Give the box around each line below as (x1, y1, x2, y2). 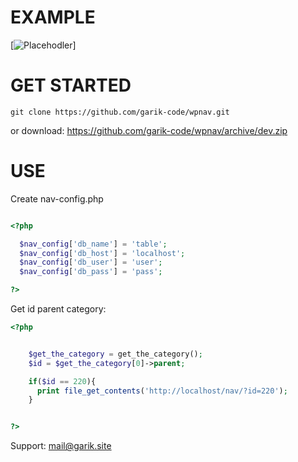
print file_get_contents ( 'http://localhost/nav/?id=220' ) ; (36, 386, 288, 396)
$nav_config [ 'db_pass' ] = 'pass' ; (19, 267, 163, 277)
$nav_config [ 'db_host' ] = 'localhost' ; (19, 248, 186, 258)
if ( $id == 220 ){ (28, 376, 97, 386)
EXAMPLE (10, 6, 96, 29)
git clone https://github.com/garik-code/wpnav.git (10, 107, 230, 117)
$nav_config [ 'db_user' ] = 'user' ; (19, 257, 163, 268)
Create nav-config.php (10, 192, 104, 205)
